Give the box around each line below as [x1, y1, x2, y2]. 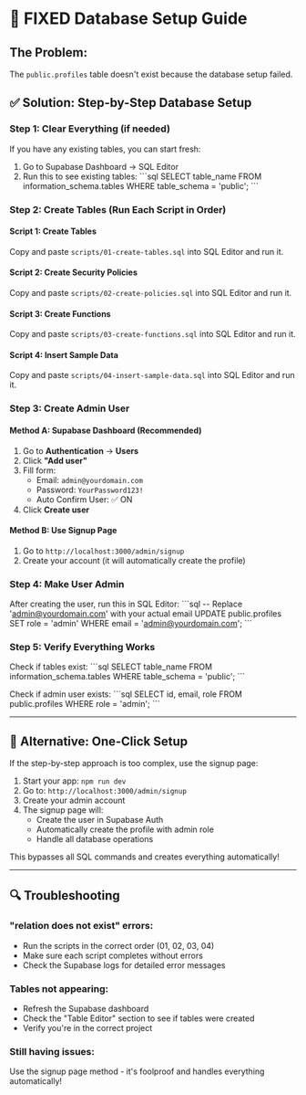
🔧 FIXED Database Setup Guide [9, 8, 248, 29]
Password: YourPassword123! [36, 484, 144, 495]
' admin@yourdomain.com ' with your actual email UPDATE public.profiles [9, 608, 282, 619]
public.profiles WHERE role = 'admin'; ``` [9, 699, 161, 710]
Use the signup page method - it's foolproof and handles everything [9, 1066, 265, 1077]
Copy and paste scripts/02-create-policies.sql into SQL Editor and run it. [9, 288, 292, 299]
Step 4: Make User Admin [9, 577, 125, 590]
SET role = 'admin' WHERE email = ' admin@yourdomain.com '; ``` [9, 618, 253, 629]
